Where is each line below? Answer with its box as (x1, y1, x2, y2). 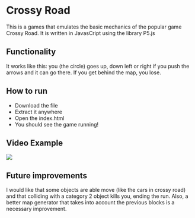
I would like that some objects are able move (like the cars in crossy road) (6, 187, 186, 194)
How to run (6, 86, 48, 96)
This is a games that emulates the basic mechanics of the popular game (6, 23, 182, 30)
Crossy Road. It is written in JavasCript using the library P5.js (6, 29, 155, 36)
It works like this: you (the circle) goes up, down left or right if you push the (6, 62, 190, 69)
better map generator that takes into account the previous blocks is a (6, 199, 175, 206)
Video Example (6, 138, 63, 148)
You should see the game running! (14, 121, 99, 128)
